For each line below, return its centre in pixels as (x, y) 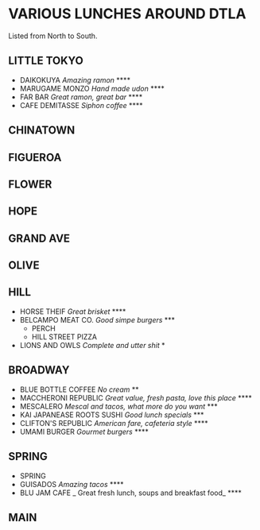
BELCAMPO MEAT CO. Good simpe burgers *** (97, 319)
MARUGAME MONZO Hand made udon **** (92, 88)
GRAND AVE (39, 238)
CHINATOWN (42, 131)
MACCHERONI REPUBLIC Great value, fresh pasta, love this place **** (136, 397)
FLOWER (30, 184)
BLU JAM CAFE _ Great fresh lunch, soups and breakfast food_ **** (131, 493)
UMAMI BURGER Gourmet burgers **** (84, 431)
